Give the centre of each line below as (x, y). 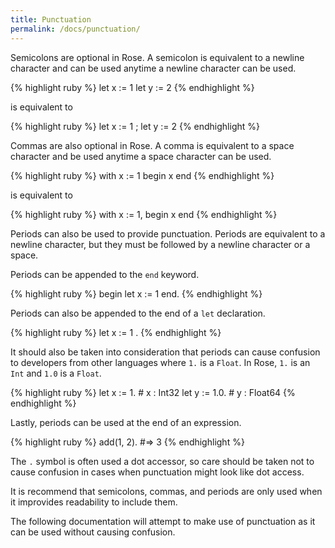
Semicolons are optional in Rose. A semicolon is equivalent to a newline (157, 57)
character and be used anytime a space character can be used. (141, 156)
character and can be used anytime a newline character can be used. (153, 68)
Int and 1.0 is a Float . (56, 373)
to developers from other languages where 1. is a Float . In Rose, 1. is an (160, 362)
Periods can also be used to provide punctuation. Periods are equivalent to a (168, 233)
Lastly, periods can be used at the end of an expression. (126, 422)
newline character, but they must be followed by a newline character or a (160, 244)
